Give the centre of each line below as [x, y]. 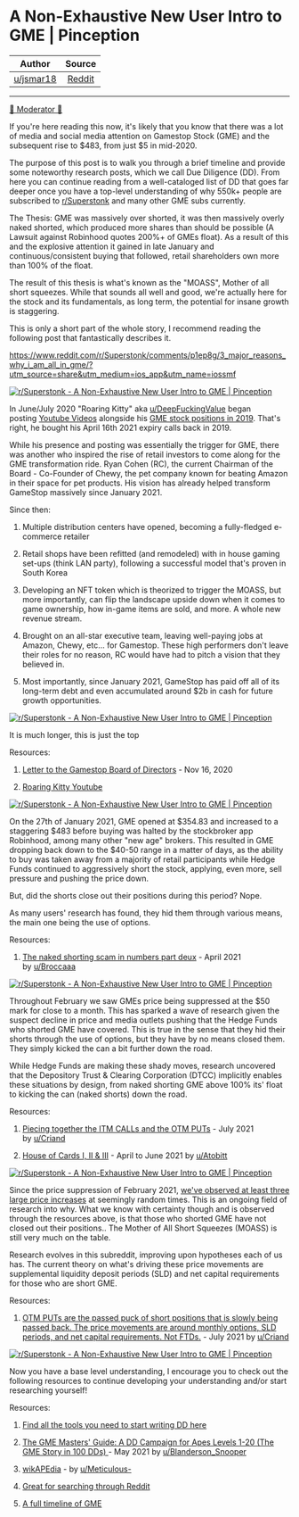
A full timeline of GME [62, 1503]
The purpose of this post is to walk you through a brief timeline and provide [147, 162]
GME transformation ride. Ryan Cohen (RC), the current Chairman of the [141, 464]
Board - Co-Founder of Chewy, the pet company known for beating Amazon [149, 473]
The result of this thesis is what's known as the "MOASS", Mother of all [139, 282]
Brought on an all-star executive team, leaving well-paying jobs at [142, 635]
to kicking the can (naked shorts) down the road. [98, 1094]
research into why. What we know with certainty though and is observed [142, 1209]
